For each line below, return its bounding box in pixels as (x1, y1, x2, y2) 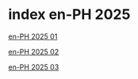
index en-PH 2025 (8, 6, 131, 24)
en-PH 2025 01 (8, 32, 58, 41)
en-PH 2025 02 (8, 47, 59, 56)
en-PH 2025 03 (8, 62, 59, 72)
